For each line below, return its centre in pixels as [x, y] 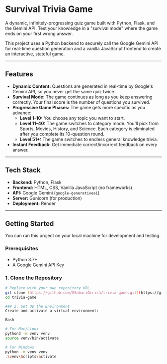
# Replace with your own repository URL [48, 288]
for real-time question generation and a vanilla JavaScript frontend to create [83, 48]
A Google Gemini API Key [38, 265]
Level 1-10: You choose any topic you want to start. [72, 118]
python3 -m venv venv [28, 334]
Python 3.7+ [25, 259]
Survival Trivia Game [49, 9]
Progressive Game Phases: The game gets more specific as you [79, 107]
